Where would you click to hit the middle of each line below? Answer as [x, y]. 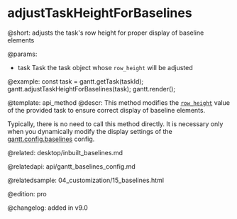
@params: [22, 54]
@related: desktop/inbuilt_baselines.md [65, 152]
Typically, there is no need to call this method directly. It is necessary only [115, 124]
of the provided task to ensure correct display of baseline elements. [106, 110]
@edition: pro [27, 193]
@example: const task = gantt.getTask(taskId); [76, 81]
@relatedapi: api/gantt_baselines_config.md [72, 166]
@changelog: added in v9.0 [48, 208]
